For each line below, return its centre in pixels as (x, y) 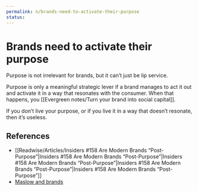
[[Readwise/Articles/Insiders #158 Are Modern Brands (81, 150)
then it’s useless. (27, 117)
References (28, 136)
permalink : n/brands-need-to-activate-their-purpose (73, 12)
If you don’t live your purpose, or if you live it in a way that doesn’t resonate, (99, 111)
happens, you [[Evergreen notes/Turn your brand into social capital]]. (91, 100)
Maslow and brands (39, 182)
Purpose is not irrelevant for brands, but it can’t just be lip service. (87, 75)
